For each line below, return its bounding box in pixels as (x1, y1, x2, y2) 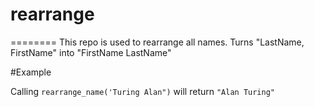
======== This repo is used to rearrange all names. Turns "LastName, (10, 36, 305, 48)
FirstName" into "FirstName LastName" (10, 46, 172, 58)
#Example (10, 66, 52, 78)
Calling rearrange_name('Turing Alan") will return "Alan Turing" (10, 85, 276, 97)
